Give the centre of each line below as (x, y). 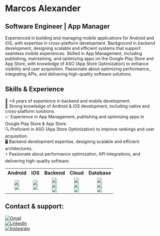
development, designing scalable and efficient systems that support (73, 48)
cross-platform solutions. (30, 111)
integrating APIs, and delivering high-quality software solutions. (69, 74)
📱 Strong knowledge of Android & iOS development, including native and (78, 106)
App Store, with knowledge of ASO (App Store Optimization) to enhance (77, 64)
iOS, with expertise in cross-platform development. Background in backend (80, 43)
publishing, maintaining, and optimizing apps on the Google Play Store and (80, 58)
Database (100, 173)
